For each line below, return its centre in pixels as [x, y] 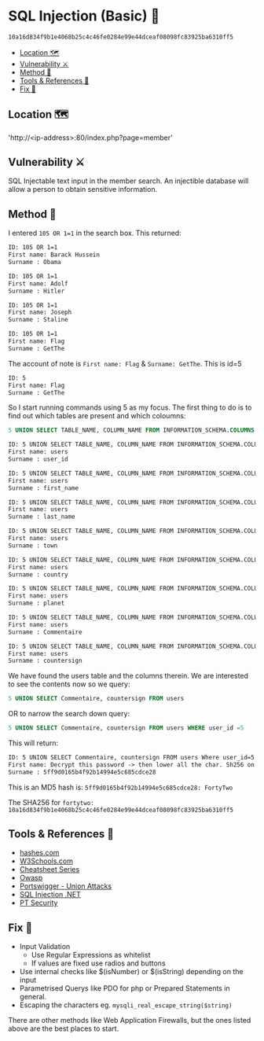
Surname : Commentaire [45, 632]
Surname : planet [37, 603]
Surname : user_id [38, 459]
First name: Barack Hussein [54, 255]
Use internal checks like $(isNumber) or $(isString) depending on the [131, 972]
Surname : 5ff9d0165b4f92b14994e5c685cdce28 [82, 772]
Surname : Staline [38, 320]
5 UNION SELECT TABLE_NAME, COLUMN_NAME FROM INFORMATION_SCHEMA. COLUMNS [132, 430]
